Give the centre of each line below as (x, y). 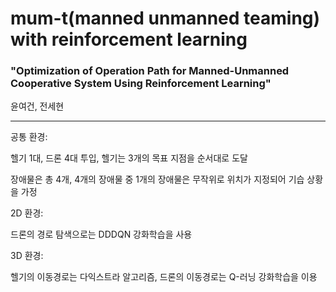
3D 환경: (27, 256)
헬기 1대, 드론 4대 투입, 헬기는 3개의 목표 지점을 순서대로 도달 (129, 158)
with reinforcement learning (129, 39)
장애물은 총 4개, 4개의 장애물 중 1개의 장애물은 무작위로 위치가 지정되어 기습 (157, 179)
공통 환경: (29, 137)
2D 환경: (27, 213)
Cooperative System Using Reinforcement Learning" (141, 84)
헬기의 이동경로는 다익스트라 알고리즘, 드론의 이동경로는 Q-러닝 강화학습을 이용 (164, 277)
